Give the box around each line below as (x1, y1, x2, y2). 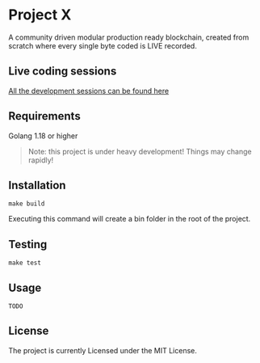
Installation (8, 178, 66, 192)
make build (8, 200, 45, 208)
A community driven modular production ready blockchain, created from (8, 32, 250, 42)
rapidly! (27, 155, 54, 165)
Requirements (8, 109, 81, 123)
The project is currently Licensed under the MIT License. (8, 345, 198, 355)
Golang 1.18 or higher (8, 131, 78, 141)
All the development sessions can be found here (8, 86, 170, 95)
